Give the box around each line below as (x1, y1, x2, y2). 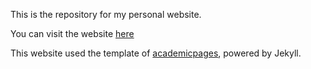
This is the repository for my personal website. (10, 9, 202, 20)
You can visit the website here (10, 28, 135, 39)
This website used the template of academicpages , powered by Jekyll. (10, 47, 302, 59)
